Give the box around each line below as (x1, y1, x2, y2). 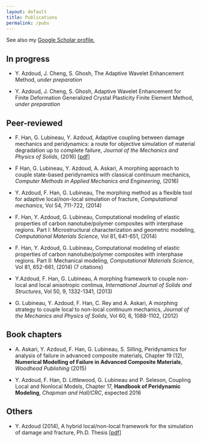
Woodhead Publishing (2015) (14, 365, 87, 372)
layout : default (6, 8, 47, 15)
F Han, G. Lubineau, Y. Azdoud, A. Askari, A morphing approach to (14, 165, 179, 172)
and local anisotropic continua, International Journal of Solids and (28, 282, 192, 288)
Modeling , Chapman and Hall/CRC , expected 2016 (14, 389, 142, 396)
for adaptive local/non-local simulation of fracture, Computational (14, 196, 178, 202)
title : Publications (6, 14, 58, 20)
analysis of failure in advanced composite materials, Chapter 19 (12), (14, 352, 184, 359)
